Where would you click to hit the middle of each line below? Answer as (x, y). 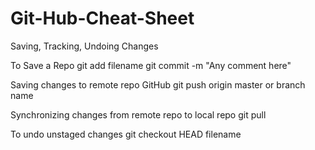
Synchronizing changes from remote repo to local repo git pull (138, 114)
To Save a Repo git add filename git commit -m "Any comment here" (151, 65)
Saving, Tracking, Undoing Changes (84, 46)
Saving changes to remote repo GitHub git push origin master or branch (158, 84)
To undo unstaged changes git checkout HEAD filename (126, 134)
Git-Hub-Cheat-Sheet (102, 18)
